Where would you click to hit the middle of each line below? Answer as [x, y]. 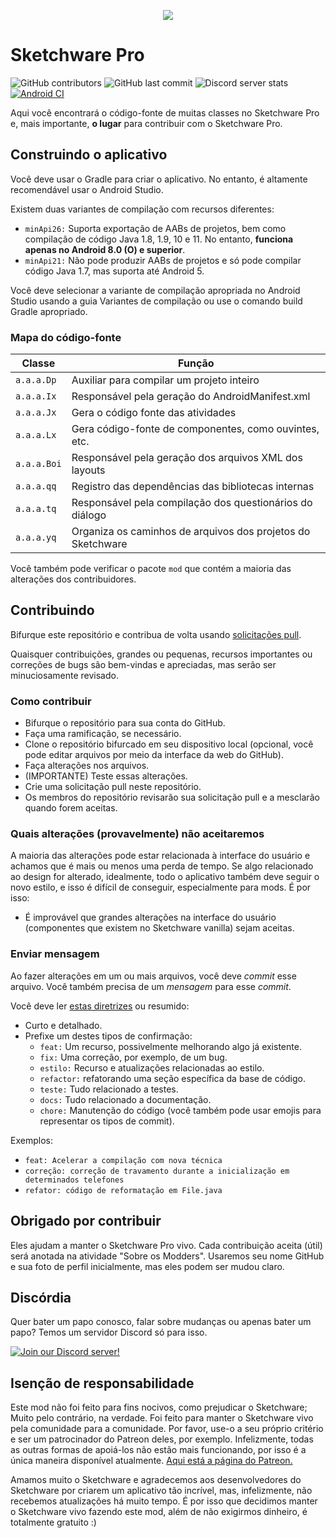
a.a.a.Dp [36, 380]
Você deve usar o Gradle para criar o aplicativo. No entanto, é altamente [159, 179]
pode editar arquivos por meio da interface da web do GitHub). [154, 755]
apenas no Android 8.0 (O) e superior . [105, 249]
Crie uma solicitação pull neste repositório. [113, 787]
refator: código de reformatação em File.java [123, 1190]
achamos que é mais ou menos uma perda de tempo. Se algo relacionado [162, 866]
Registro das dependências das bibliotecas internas [193, 487]
